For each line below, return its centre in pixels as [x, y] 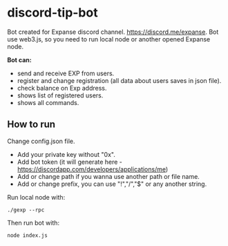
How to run [31, 125]
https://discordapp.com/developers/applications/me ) [93, 169]
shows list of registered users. [60, 95]
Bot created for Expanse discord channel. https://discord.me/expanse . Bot [113, 32]
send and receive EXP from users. [66, 73]
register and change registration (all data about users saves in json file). [119, 80]
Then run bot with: [34, 223]
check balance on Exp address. [62, 88]
